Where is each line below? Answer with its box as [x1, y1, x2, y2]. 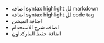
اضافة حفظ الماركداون [11, 30, 62, 37]
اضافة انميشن [11, 18, 42, 24]
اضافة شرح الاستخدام [11, 24, 59, 31]
